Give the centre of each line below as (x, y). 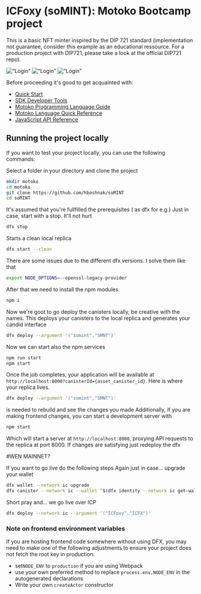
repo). (14, 59)
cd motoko (19, 187)
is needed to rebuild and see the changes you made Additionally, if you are (98, 410)
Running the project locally (57, 138)
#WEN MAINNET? (28, 457)
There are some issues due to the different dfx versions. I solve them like (96, 261)
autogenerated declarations (49, 578)
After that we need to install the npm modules (62, 289)
